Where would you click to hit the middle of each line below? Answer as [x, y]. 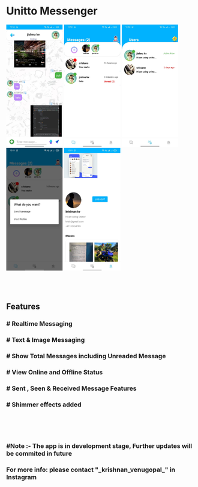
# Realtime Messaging [40, 324]
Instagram [22, 477]
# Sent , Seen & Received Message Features [71, 388]
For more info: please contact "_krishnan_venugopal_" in [91, 470]
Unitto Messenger [52, 11]
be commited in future [39, 454]
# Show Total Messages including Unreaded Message [86, 356]
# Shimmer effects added [44, 405]
